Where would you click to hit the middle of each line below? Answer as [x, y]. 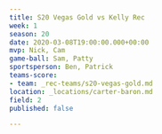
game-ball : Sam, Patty [51, 59]
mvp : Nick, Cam [37, 51]
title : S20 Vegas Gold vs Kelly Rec [77, 17]
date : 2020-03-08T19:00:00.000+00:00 [79, 42]
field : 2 [25, 100]
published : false [41, 108]
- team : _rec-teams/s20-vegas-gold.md [81, 83]
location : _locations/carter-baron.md [81, 91]
